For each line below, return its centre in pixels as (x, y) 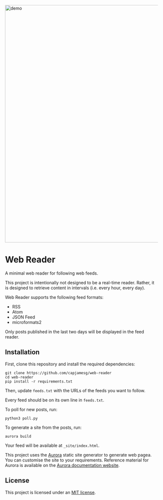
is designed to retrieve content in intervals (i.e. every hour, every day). (75, 288)
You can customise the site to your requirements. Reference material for (77, 460)
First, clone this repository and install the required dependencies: (70, 364)
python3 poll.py (21, 418)
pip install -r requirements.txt (39, 381)
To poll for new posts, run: (31, 409)
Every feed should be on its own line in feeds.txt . (55, 400)
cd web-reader (19, 377)
